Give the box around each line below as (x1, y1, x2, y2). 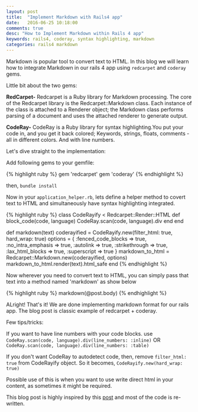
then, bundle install (6, 181, 57, 189)
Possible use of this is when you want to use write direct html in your (6, 376, 174, 383)
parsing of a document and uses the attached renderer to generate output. (6, 112, 188, 119)
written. (6, 400, 25, 407)
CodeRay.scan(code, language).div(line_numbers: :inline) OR (6, 336, 161, 343)
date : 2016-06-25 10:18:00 (6, 20, 78, 25)
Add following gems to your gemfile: (6, 159, 95, 166)
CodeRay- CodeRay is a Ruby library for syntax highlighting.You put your (6, 124, 184, 131)
